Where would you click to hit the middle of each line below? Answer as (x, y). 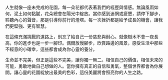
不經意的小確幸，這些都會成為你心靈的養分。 (51, 49)
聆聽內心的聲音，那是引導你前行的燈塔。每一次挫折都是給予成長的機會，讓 (82, 20)
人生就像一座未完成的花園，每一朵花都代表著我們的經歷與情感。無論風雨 (79, 7)
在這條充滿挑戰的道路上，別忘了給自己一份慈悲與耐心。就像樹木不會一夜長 (82, 37)
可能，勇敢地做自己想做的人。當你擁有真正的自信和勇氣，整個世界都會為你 (82, 66)
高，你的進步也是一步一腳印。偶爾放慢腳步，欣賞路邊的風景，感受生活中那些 (84, 43)
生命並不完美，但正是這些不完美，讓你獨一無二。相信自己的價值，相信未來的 (84, 60)
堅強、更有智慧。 (31, 26)
